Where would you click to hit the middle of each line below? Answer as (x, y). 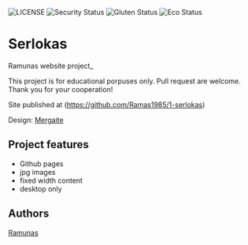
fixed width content (51, 180)
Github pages (41, 163)
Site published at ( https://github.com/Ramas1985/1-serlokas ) (107, 104)
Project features (48, 145)
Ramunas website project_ (51, 65)
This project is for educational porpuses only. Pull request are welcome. (125, 81)
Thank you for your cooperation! (61, 89)
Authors (29, 214)
